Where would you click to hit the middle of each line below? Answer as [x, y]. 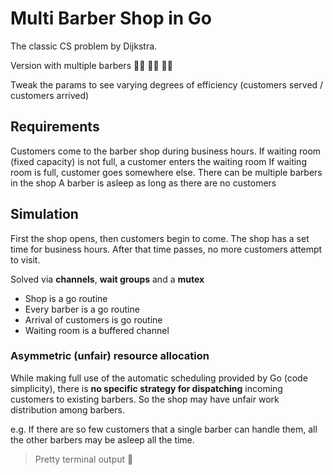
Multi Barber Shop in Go [111, 18]
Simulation [44, 214]
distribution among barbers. [67, 409]
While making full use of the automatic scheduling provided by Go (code [159, 378]
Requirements [55, 127]
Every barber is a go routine [82, 309]
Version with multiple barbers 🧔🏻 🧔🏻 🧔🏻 [91, 65]
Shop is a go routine [66, 298]
